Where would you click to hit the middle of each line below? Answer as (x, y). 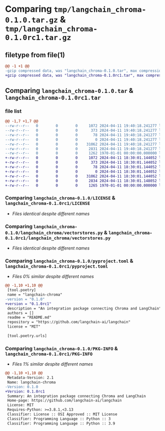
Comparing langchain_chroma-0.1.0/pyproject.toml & (69, 261)
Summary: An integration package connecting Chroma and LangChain (77, 396)
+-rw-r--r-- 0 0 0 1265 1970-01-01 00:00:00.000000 (81, 185)
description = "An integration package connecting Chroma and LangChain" (84, 308)
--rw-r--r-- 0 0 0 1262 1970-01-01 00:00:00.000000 (81, 154)
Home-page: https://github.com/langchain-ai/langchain (64, 400)
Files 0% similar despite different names (53, 277)
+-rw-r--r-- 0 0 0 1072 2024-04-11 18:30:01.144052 (81, 158)
